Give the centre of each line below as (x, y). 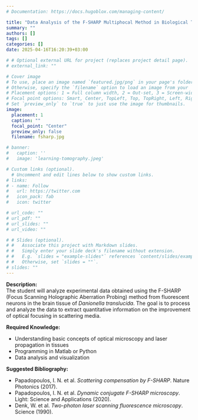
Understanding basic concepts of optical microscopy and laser (91, 338)
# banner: (18, 148)
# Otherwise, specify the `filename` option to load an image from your (97, 87)
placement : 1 (27, 115)
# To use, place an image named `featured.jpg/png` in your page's (91, 82)
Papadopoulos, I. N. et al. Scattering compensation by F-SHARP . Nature (102, 380)
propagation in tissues (42, 345)
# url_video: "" (26, 229)
